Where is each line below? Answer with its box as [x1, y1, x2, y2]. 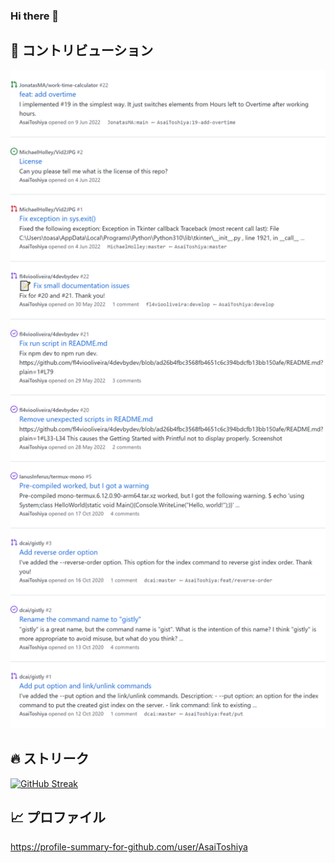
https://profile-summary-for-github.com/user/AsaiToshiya [10, 840, 248, 853]
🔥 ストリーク [10, 750, 90, 768]
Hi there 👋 [10, 9, 60, 23]
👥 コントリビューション [10, 42, 154, 59]
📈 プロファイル [10, 809, 107, 826]
